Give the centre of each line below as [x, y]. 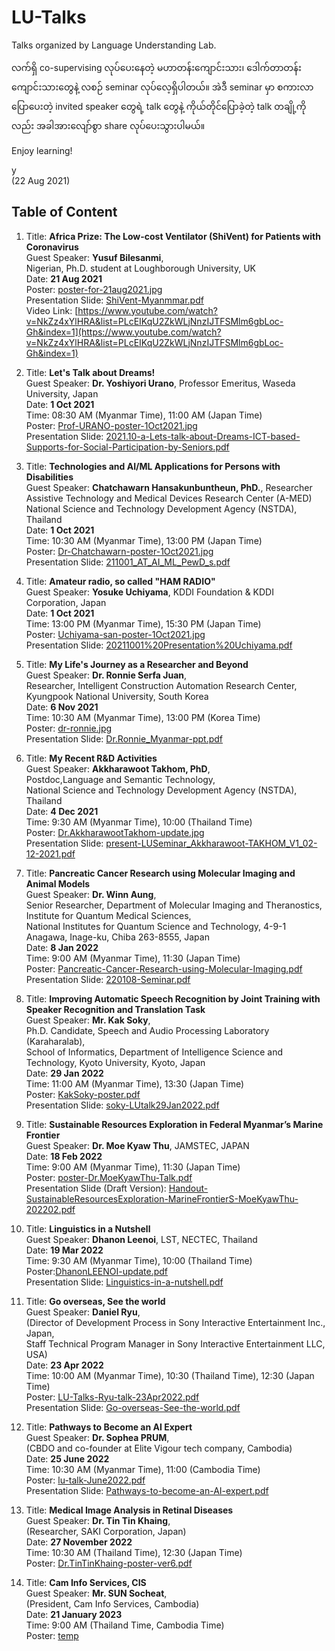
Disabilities [49, 477]
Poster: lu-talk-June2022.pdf [85, 1480]
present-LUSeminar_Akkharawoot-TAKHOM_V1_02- [211, 843]
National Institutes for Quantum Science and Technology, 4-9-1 [156, 926]
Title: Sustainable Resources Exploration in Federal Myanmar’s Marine [174, 1124]
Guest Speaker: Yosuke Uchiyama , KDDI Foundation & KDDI [149, 592]
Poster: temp [52, 1635]
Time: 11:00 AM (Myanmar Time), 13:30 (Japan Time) [135, 1083]
